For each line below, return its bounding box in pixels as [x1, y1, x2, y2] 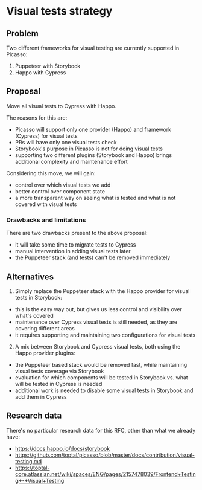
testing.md [14, 457, 42, 465]
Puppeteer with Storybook [14, 62, 81, 69]
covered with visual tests [14, 201, 77, 208]
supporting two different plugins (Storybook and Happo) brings [14, 151, 172, 158]
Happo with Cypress [14, 69, 66, 76]
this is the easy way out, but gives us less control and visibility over [14, 305, 183, 312]
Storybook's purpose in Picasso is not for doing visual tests [14, 145, 163, 152]
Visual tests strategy [6, 4, 113, 18]
